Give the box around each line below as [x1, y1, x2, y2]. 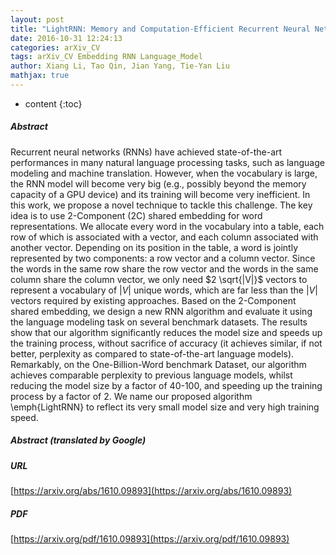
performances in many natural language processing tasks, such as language [10, 156, 325, 168]
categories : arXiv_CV [10, 42, 101, 53]
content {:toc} [24, 97, 83, 110]
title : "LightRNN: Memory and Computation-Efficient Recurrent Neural [10, 24, 311, 34]
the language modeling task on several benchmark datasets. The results [10, 316, 308, 328]
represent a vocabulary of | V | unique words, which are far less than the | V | [10, 284, 318, 296]
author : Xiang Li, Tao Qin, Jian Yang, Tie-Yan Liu [10, 61, 230, 71]
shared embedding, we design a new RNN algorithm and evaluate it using [10, 305, 313, 317]
